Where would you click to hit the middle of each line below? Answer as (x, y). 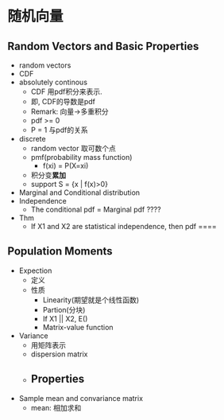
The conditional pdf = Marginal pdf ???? (96, 209)
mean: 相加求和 (56, 407)
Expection (35, 270)
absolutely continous (53, 82)
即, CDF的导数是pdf (63, 101)
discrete (32, 139)
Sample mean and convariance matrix (81, 398)
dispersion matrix (59, 354)
